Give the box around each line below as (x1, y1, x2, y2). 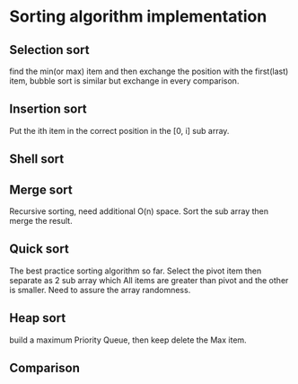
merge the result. (9, 216, 74, 227)
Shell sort (9, 151, 65, 167)
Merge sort (9, 182, 74, 197)
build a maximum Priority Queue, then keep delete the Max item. (9, 335, 247, 345)
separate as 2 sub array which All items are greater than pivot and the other (9, 274, 289, 285)
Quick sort (9, 241, 69, 257)
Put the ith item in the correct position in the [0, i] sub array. (9, 125, 230, 136)
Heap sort (9, 310, 66, 326)
